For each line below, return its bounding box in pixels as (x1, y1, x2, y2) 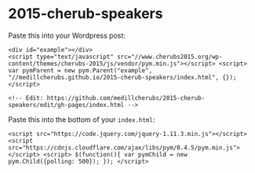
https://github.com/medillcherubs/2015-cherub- (46, 94, 206, 102)
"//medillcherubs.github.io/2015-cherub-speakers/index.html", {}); (8, 73, 237, 81)
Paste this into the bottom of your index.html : (8, 115, 155, 124)
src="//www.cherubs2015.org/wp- (116, 53, 223, 61)
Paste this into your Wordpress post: (8, 31, 126, 40)
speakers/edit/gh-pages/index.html (8, 101, 125, 109)
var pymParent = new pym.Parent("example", (8, 66, 153, 75)
